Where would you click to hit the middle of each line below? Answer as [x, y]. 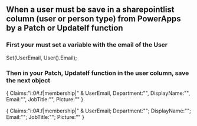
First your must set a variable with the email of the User [87, 45]
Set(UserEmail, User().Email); [42, 58]
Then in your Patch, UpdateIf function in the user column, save [98, 73]
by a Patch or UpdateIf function [65, 28]
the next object [28, 80]
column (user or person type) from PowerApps [93, 19]
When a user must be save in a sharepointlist [91, 10]
